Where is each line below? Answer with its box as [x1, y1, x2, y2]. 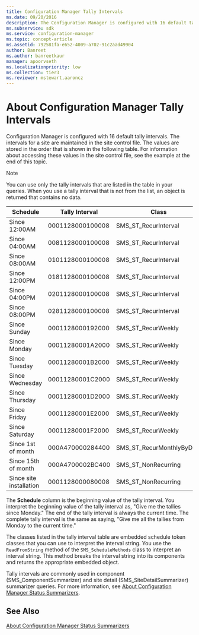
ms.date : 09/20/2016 [6, 14, 57, 20]
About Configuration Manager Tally [6, 100, 184, 114]
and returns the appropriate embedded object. [6, 559, 120, 566]
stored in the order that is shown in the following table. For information [6, 146, 178, 153]
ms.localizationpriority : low [6, 64, 81, 70]
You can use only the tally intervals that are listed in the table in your [6, 181, 173, 188]
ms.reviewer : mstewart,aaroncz [6, 75, 84, 81]
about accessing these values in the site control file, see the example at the [6, 152, 190, 159]
